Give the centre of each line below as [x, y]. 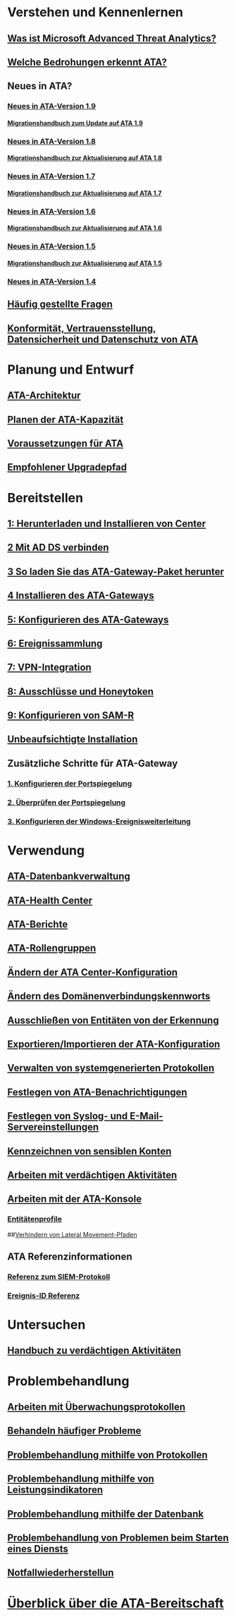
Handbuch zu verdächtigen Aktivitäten [94, 1351]
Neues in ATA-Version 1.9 [52, 106]
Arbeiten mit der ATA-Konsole [75, 1199]
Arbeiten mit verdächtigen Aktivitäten [92, 1175]
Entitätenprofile [35, 1219]
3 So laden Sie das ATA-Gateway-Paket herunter [116, 572]
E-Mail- [147, 1116]
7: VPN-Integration [49, 667]
